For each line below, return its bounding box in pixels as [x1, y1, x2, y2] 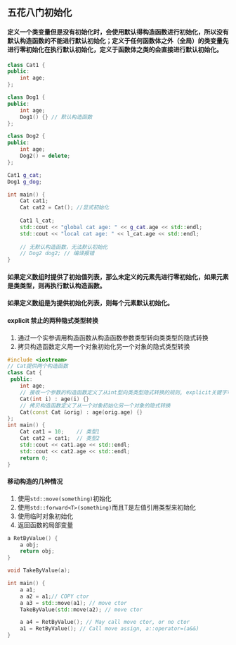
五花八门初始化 [7, 6, 72, 19]
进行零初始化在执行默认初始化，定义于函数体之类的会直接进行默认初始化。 [7, 45, 223, 54]
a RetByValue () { [7, 534, 58, 541]
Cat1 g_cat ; [7, 171, 42, 178]
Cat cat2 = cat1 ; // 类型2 [20, 435, 100, 442]
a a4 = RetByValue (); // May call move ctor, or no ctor [20, 619, 190, 626]
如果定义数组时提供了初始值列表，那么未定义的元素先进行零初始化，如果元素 [7, 272, 229, 281]
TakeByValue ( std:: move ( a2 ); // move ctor [20, 606, 143, 613]
